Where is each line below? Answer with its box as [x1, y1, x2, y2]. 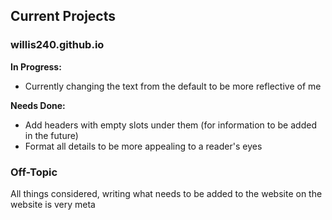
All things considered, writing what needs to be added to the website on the [10, 187, 323, 199]
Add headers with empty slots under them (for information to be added [24, 119, 317, 131]
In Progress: [10, 60, 62, 73]
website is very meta [10, 198, 96, 210]
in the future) [24, 129, 79, 141]
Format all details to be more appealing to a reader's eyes [24, 140, 263, 152]
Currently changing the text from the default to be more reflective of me [24, 80, 322, 92]
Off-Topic [10, 165, 58, 179]
